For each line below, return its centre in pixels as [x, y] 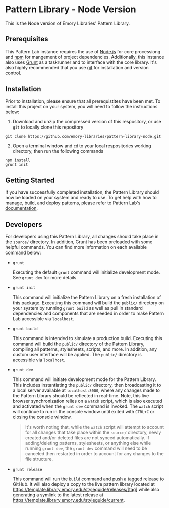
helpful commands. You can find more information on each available [76, 247]
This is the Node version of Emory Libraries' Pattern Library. [68, 23]
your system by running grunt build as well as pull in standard [77, 308]
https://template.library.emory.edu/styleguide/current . [69, 500]
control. [13, 73]
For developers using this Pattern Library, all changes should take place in [82, 237]
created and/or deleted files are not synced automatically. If [87, 438]
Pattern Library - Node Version [71, 9]
